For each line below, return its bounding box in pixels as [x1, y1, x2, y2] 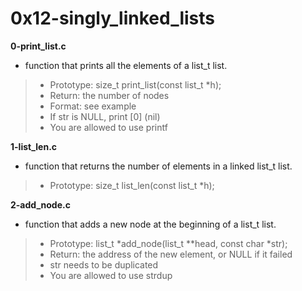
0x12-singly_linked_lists [10, 7, 216, 30]
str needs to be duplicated [49, 258, 159, 271]
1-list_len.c [10, 140, 58, 152]
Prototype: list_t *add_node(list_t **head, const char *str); [49, 237, 288, 249]
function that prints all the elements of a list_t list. [24, 59, 228, 71]
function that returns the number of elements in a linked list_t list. [24, 160, 293, 172]
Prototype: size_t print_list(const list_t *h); [49, 78, 222, 91]
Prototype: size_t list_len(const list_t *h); [49, 179, 215, 191]
